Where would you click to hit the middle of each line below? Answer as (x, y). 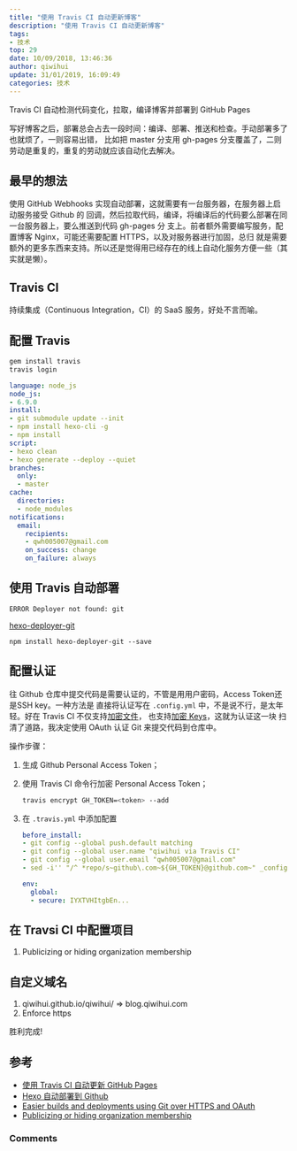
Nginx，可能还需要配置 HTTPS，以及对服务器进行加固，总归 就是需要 (160, 237)
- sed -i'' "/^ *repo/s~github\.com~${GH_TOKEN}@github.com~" (139, 868)
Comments (33, 1138)
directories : (41, 501)
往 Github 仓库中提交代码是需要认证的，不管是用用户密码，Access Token (142, 694)
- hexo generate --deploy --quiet (73, 460)
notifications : (37, 517)
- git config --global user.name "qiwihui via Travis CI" (131, 852)
